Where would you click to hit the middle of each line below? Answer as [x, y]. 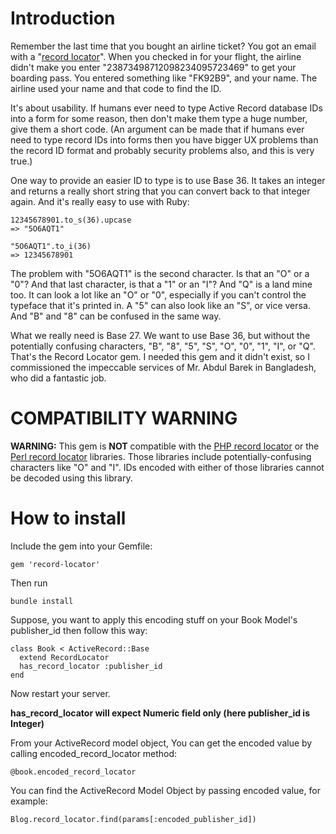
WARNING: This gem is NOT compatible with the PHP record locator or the [165, 446]
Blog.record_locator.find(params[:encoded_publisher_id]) [133, 819]
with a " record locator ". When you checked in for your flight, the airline [156, 56]
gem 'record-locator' [55, 564]
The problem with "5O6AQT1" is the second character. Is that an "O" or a [160, 273]
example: [29, 801]
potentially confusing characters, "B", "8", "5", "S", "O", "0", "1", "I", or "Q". [163, 346]
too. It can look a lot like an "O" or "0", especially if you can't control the [158, 294]
